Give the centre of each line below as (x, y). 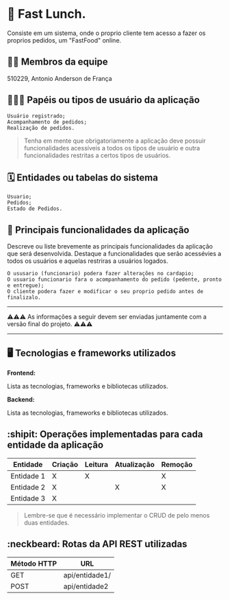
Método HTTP (34, 564)
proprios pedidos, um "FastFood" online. (64, 40)
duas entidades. (47, 522)
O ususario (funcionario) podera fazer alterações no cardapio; (101, 274)
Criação (65, 464)
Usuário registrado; (37, 116)
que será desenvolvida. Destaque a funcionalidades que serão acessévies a (114, 254)
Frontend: (22, 373)
